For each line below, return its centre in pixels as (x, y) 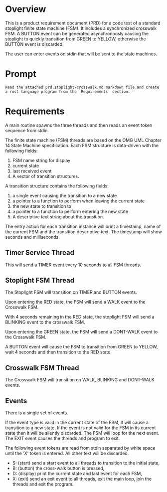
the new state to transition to (42, 206)
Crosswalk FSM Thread (42, 368)
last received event (32, 171)
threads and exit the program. (43, 484)
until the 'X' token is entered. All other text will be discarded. (67, 453)
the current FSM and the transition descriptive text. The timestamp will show (83, 232)
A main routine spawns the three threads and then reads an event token (79, 125)
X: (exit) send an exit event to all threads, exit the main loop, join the (82, 479)
